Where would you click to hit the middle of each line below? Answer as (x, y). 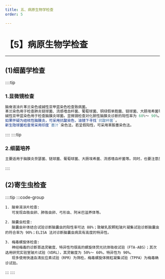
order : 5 (14, 14)
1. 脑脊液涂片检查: (22, 207)
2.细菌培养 (18, 148)
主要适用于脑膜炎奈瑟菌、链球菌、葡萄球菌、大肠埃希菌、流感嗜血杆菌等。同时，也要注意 (82, 159)
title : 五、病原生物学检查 (29, 10)
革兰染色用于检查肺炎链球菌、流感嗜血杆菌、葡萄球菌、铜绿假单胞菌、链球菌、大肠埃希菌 (82, 112)
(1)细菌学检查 (25, 70)
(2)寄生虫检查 (26, 185)
